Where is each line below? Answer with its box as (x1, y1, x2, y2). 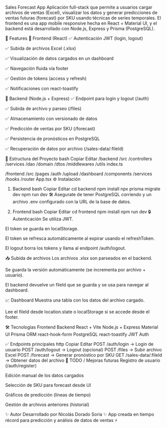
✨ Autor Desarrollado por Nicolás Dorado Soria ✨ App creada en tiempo (5, 411, 154, 417)
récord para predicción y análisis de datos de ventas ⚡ (5, 417, 118, 423)
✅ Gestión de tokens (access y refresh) (5, 75, 87, 81)
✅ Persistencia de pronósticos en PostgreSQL (5, 135, 100, 141)
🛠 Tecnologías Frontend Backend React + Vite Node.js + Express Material (5, 324, 158, 330)
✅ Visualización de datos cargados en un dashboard (5, 55, 114, 61)
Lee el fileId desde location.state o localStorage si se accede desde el (5, 309, 150, 315)
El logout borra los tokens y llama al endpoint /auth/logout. (5, 245, 126, 251)
